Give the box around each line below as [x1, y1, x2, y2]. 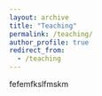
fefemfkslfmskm [9, 79, 69, 89]
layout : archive [9, 12, 69, 22]
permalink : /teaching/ [9, 29, 93, 38]
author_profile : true [9, 37, 90, 47]
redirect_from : [9, 46, 66, 55]
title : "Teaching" [9, 21, 77, 30]
